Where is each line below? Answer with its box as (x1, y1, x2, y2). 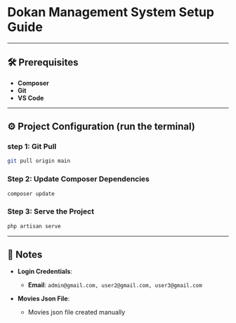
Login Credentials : (17, 268, 72, 276)
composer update (7, 190, 55, 197)
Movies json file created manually (27, 308, 126, 317)
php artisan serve (7, 223, 61, 230)
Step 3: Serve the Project (7, 206, 95, 216)
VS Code (17, 93, 44, 102)
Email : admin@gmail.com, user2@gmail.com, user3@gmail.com (27, 281, 202, 289)
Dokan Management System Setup (7, 4, 214, 20)
